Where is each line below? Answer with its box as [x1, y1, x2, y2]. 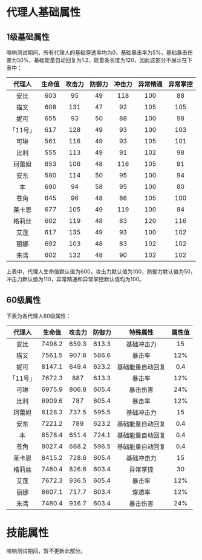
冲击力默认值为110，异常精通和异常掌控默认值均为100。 [6, 276, 145, 282]
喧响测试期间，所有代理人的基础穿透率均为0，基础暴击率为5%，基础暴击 [6, 49, 187, 56]
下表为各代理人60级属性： [6, 312, 71, 319]
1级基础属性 [6, 32, 50, 42]
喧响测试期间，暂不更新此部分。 [6, 547, 86, 555]
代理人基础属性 [6, 5, 81, 19]
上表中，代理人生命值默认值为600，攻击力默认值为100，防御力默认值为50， [6, 268, 196, 275]
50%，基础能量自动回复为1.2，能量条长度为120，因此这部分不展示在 [16, 56, 187, 64]
